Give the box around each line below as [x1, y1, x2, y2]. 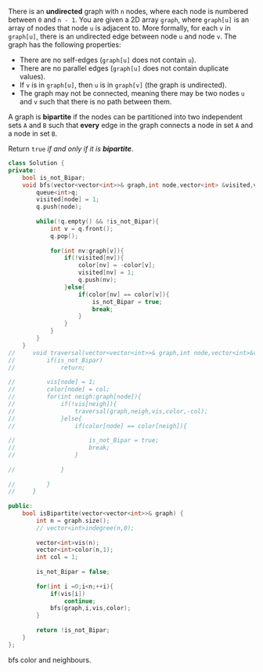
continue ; [63, 597, 96, 605]
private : [8, 166, 37, 174]
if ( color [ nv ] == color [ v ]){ [77, 290, 170, 298]
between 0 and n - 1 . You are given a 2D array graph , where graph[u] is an [8, 15, 250, 24]
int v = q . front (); [49, 225, 113, 232]
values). [19, 72, 45, 81]
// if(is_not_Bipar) [8, 356, 103, 364]
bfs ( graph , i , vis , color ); [49, 604, 131, 612]
